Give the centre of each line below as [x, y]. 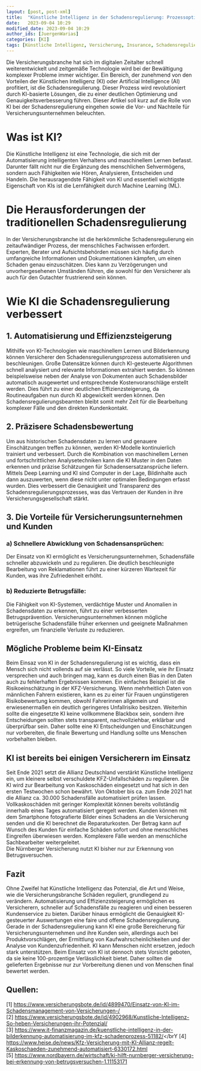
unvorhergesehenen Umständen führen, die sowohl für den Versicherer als [98, 271]
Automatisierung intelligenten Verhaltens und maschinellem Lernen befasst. [99, 160]
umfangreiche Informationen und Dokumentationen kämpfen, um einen [94, 258]
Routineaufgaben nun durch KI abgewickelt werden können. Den [86, 395]
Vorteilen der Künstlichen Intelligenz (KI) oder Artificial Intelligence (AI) [93, 81]
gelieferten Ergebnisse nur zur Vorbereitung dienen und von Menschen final [100, 964]
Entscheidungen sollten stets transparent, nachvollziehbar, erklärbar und [96, 720]
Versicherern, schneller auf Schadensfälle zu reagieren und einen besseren [99, 907]
